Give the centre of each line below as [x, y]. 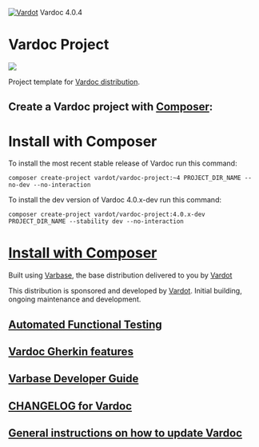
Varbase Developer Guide [74, 379]
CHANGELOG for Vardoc [70, 406]
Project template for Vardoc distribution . [74, 82]
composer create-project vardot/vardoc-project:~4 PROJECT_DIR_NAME [125, 178]
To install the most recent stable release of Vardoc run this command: [123, 163]
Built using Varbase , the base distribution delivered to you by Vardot [120, 275]
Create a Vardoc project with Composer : [111, 107]
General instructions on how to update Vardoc [125, 433]
